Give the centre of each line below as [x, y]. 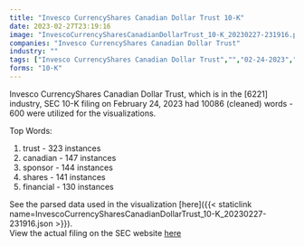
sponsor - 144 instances [67, 167]
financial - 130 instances [68, 186]
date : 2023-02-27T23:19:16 [60, 26]
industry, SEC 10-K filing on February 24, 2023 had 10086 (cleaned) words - [152, 103]
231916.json [31, 223]
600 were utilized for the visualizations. [83, 113]
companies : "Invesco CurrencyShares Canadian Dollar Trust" [125, 43]
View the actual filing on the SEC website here [95, 233]
